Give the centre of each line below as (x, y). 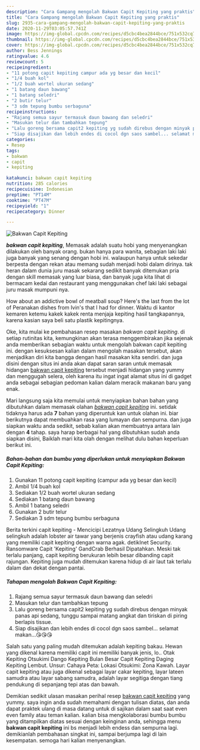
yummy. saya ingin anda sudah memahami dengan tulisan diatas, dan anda (98, 702)
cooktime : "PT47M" (29, 200)
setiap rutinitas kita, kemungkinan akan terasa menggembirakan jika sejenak (100, 338)
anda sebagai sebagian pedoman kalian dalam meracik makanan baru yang (99, 382)
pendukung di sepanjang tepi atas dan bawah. (63, 684)
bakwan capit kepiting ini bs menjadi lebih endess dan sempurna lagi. (92, 728)
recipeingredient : (29, 67)
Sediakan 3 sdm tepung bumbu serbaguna (67, 518)
